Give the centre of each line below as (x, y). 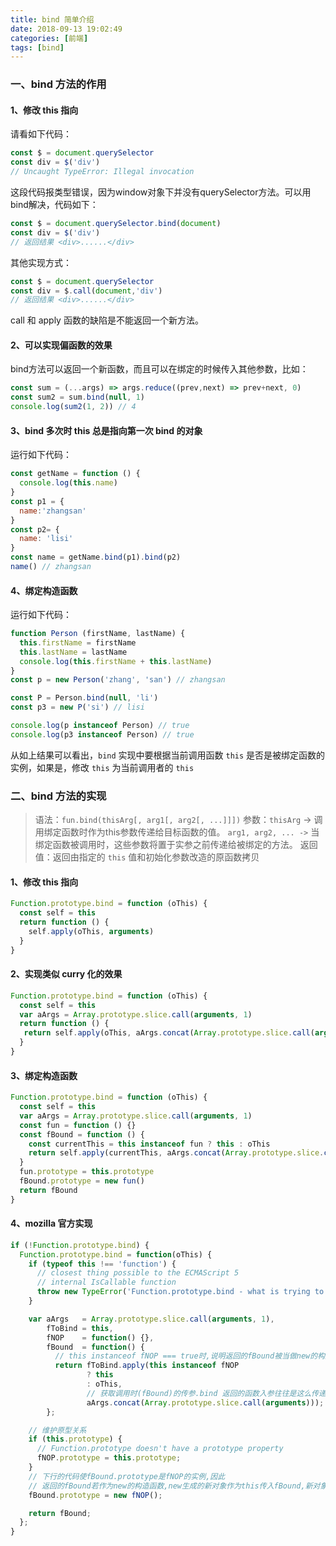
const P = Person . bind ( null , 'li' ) (84, 698)
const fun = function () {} (78, 1125)
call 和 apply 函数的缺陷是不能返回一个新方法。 (107, 320)
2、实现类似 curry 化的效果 (66, 974)
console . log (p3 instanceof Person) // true (102, 734)
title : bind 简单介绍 (52, 19)
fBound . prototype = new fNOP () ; (95, 1495)
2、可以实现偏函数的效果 (61, 345)
